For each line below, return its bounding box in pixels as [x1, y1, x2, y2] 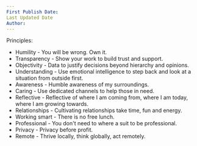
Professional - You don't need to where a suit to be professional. [15, 120, 177, 127]
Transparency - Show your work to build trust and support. [15, 55, 163, 63]
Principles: [6, 37, 33, 44]
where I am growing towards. [15, 100, 88, 108]
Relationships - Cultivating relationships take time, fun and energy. [15, 107, 182, 114]
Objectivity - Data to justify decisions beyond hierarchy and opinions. [15, 61, 189, 69]
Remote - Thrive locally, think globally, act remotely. [15, 133, 146, 140]
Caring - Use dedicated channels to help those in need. [15, 88, 154, 95]
